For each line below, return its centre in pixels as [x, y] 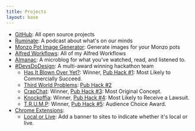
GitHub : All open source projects [55, 34]
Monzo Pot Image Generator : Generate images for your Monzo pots [97, 47]
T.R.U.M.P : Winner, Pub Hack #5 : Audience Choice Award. [95, 104]
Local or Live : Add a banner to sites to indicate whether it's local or [106, 116]
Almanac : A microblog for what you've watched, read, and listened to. [100, 60]
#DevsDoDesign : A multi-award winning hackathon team [84, 65]
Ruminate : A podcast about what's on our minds [74, 40]
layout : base [22, 17]
